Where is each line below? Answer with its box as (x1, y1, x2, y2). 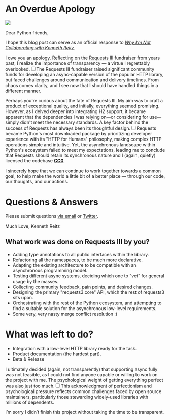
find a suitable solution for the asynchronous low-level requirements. (12, 305, 157, 311)
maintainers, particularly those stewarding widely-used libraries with (5, 394, 149, 400)
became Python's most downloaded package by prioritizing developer (5, 130, 152, 136)
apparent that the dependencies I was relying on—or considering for (5, 114, 149, 120)
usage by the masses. (12, 278, 59, 284)
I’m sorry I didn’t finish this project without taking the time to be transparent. (5, 409, 164, 415)
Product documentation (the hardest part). (12, 351, 101, 357)
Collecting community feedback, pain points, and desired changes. (12, 284, 153, 290)
